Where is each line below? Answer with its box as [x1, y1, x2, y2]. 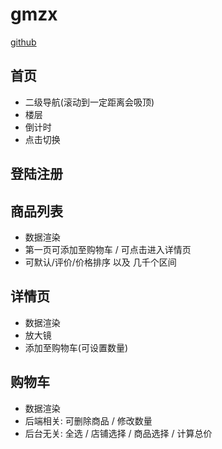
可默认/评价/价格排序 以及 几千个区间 [24, 256, 177, 268]
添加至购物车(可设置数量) [24, 341, 129, 353]
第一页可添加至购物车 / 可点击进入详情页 [24, 243, 192, 255]
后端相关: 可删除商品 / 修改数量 [24, 414, 153, 427]
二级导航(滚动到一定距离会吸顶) [24, 96, 155, 108]
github [10, 36, 37, 48]
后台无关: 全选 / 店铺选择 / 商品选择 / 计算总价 [24, 427, 213, 439]
